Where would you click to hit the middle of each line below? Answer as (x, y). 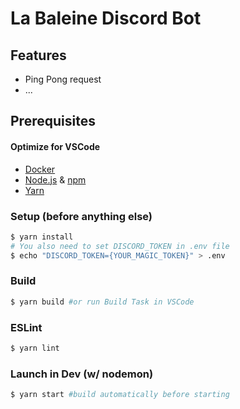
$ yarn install (42, 237)
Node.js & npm (55, 179)
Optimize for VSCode (55, 146)
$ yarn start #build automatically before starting (120, 395)
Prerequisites (53, 121)
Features (38, 55)
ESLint (26, 327)
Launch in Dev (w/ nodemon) (82, 374)
